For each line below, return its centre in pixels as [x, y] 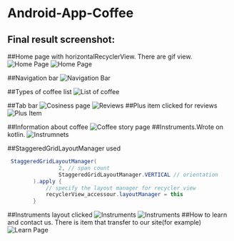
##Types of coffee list [40, 92]
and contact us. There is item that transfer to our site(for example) [105, 222]
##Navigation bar [33, 78]
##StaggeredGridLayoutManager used [64, 148]
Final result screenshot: [61, 40]
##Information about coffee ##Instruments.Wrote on [115, 127]
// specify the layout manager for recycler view [121, 188]
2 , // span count [84, 168]
